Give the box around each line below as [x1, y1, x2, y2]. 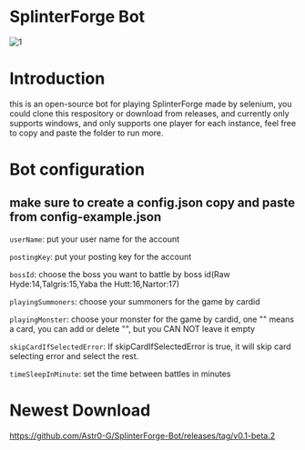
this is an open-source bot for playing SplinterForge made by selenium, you [9, 98, 292, 109]
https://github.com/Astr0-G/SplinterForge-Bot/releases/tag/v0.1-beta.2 [9, 430, 276, 441]
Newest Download [9, 400, 151, 421]
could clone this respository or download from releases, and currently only [9, 107, 290, 119]
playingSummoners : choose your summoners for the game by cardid [9, 295, 260, 306]
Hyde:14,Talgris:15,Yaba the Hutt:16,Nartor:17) [9, 278, 180, 289]
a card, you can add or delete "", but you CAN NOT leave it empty [9, 323, 256, 334]
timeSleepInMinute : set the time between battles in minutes [9, 368, 231, 379]
